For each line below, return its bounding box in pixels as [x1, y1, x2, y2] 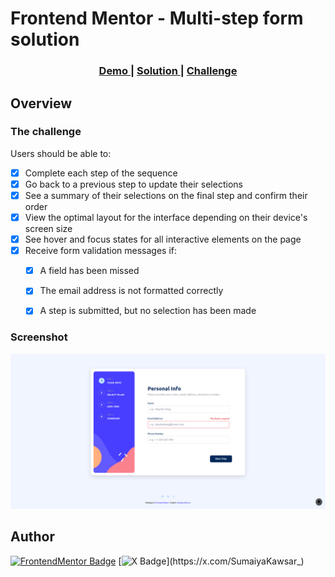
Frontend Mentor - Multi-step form [10, 7, 304, 30]
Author [10, 528, 55, 546]
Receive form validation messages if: [24, 245, 178, 257]
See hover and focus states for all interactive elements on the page [24, 233, 302, 246]
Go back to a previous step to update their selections [24, 178, 243, 190]
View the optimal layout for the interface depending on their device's [24, 211, 308, 223]
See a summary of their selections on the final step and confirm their [24, 189, 308, 201]
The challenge [10, 125, 82, 139]
